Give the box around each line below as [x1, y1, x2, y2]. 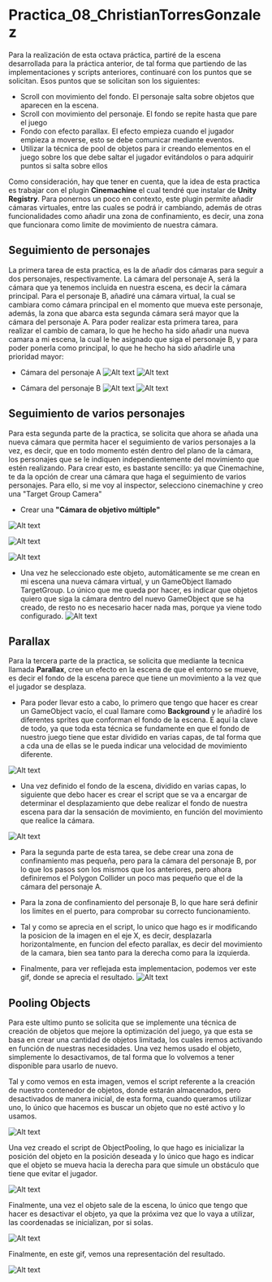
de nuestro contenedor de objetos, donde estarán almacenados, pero [8, 1085, 241, 1096]
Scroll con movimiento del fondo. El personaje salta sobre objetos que [19, 91, 255, 101]
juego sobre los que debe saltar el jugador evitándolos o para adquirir [19, 152, 254, 162]
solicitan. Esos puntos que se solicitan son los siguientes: [8, 76, 201, 85]
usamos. [8, 1111, 37, 1121]
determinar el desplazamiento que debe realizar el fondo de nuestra [19, 799, 248, 808]
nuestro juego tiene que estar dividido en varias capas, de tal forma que [19, 733, 261, 742]
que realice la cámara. [19, 816, 95, 825]
